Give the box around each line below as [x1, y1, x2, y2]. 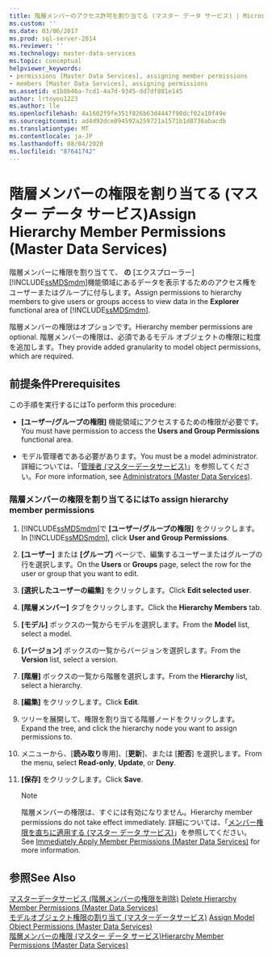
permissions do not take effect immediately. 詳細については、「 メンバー [20, 818, 257, 828]
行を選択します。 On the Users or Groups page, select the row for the [20, 560, 252, 570]
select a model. [20, 629, 73, 639]
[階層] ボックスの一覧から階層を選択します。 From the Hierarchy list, [20, 671, 249, 681]
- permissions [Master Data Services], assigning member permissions [9, 72, 249, 80]
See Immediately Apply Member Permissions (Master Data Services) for [20, 836, 261, 846]
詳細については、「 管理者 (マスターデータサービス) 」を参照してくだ [20, 462, 244, 472]
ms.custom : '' [9, 19, 57, 28]
